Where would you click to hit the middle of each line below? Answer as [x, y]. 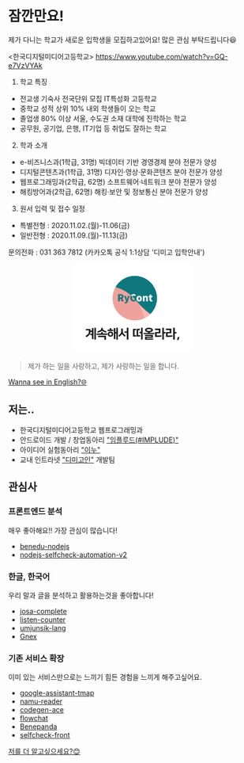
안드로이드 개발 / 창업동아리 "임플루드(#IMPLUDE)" [99, 440]
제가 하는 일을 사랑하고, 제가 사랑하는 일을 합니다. [103, 366]
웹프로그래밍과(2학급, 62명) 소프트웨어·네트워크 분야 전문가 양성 [118, 181]
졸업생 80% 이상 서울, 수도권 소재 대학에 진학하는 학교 [103, 118]
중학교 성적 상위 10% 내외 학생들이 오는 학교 [88, 109]
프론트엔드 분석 [36, 512]
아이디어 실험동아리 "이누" [60, 449]
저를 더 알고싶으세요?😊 [44, 752]
